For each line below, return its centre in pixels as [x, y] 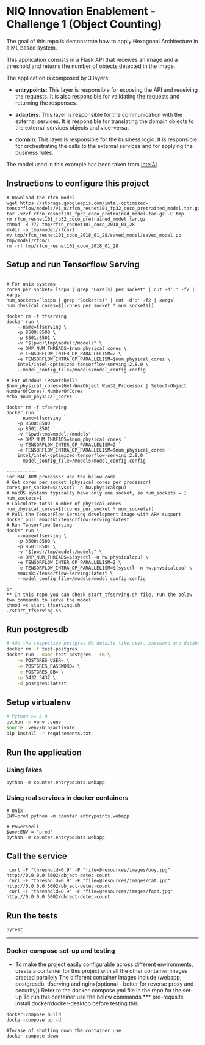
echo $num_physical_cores [39, 396]
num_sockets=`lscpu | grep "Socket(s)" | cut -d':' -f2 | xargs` [91, 300]
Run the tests [32, 916]
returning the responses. [46, 103]
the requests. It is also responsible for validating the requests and [97, 96]
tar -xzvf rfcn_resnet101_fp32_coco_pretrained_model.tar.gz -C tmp [95, 214]
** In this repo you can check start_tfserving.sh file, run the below [99, 595]
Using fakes [24, 770]
